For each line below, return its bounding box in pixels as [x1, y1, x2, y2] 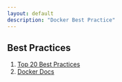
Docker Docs [17, 68, 54, 76]
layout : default [7, 10, 54, 17]
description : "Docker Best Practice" [7, 17, 116, 23]
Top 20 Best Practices [17, 60, 81, 69]
